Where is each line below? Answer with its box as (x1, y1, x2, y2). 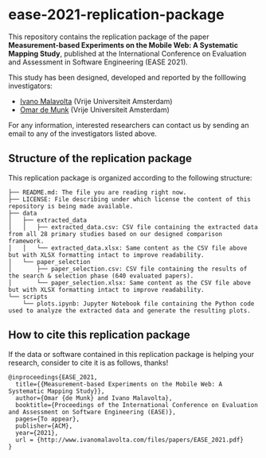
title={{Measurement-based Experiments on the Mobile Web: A (15, 380, 223, 388)
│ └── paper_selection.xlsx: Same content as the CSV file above (8, 278, 251, 287)
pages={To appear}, (15, 415, 80, 423)
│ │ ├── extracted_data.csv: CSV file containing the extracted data (8, 223, 259, 231)
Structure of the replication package (8, 152, 193, 165)
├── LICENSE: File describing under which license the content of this (8, 195, 251, 204)
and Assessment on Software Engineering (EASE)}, (8, 408, 177, 416)
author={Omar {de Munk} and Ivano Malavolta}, (15, 394, 173, 402)
